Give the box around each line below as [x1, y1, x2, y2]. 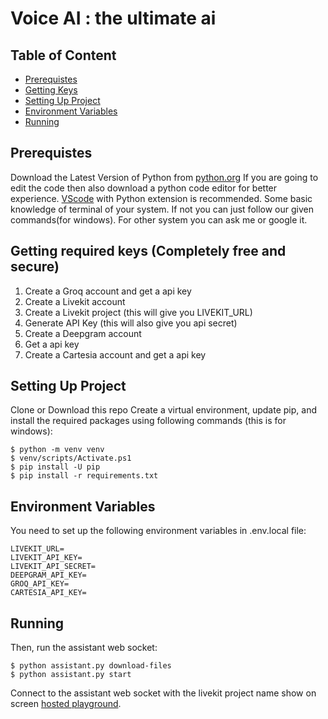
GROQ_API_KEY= [10, 579, 70, 589]
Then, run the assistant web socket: [10, 642, 158, 654]
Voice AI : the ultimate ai [10, 7, 217, 30]
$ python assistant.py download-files [10, 661, 172, 671]
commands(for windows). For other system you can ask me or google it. [10, 213, 308, 226]
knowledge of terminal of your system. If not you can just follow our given [10, 203, 314, 215]
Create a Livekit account [24, 295, 126, 307]
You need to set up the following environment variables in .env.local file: [10, 525, 307, 537]
